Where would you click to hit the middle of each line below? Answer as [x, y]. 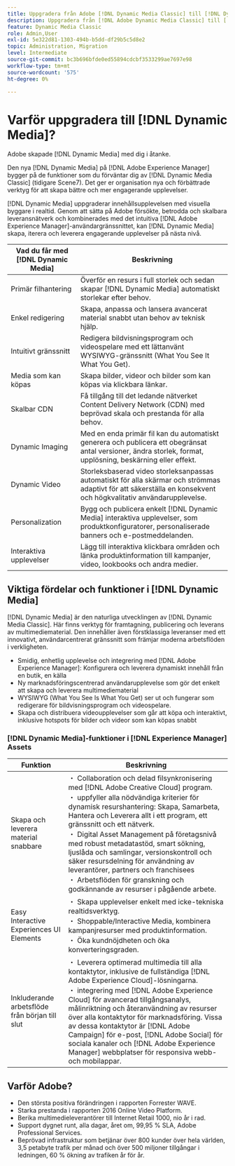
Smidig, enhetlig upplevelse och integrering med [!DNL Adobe [107, 661]
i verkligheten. [28, 647]
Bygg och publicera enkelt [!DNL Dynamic [149, 509]
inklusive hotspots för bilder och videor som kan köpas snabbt [107, 721]
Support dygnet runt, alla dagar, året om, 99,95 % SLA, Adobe [107, 1125]
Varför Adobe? [40, 1086]
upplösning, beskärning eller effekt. [138, 460]
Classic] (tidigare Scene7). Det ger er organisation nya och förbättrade [109, 182]
